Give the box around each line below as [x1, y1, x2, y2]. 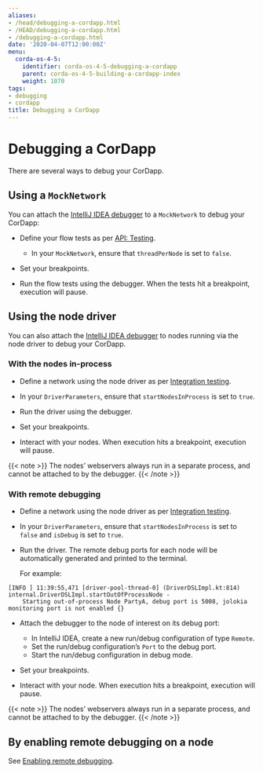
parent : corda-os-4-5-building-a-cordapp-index [22, 70, 181, 78]
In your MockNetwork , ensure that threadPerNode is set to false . [31, 248, 232, 257]
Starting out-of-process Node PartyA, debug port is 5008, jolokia [22, 598, 247, 606]
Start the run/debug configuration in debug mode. [31, 651, 193, 660]
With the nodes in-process [8, 359, 112, 370]
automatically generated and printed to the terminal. [19, 554, 188, 563]
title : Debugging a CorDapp [8, 107, 100, 115]
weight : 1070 [22, 77, 65, 85]
